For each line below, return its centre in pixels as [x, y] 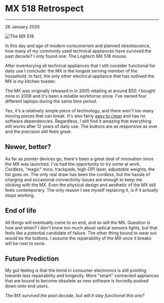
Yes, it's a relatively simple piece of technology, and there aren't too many [79, 110]
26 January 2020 [22, 26]
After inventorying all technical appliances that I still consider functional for [80, 65]
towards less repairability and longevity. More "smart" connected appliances [82, 276]
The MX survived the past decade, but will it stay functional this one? [75, 296]
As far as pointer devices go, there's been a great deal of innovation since [79, 159]
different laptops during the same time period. [51, 101]
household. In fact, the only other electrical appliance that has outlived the [80, 76]
